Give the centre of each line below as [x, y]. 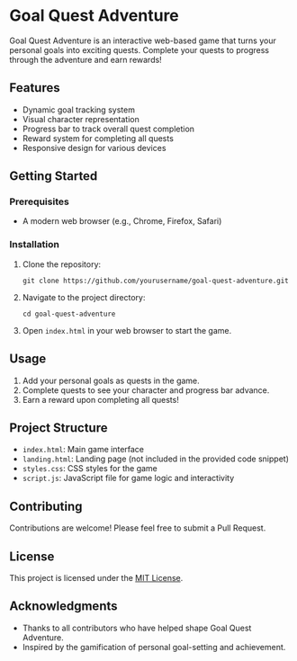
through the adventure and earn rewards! [85, 59]
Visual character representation [81, 119]
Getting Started [54, 176]
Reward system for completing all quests [98, 138]
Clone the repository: [62, 264]
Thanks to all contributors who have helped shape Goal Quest [137, 628]
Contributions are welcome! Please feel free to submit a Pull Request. [138, 528]
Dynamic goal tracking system [78, 110]
